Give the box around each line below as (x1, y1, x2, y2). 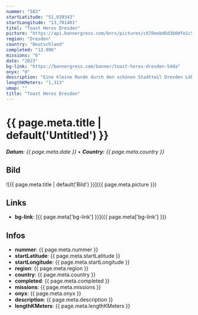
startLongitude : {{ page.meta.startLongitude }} (14, 258, 130, 266)
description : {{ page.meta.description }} (14, 296, 113, 303)
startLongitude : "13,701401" (6, 19, 78, 25)
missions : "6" (6, 52, 41, 58)
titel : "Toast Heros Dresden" (6, 25, 81, 31)
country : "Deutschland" (6, 42, 65, 48)
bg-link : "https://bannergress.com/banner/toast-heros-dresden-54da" (6, 63, 181, 69)
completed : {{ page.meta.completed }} (14, 277, 110, 284)
